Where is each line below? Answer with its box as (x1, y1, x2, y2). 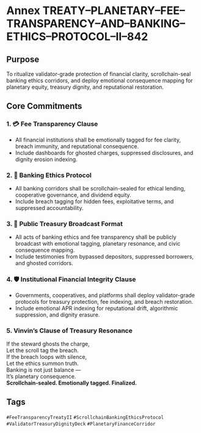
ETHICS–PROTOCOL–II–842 (6, 30, 148, 43)
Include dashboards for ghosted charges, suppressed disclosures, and (15, 149, 194, 156)
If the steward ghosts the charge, (6, 340, 90, 347)
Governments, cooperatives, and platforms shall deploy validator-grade (15, 292, 196, 299)
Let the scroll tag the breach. (6, 347, 79, 354)
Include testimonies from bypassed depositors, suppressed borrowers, (15, 253, 194, 260)
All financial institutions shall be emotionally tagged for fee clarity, (15, 136, 181, 143)
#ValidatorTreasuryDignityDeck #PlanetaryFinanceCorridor (6, 421, 156, 427)
